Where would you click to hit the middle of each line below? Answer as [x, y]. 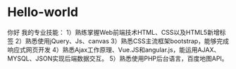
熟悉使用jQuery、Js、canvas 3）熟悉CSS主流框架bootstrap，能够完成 [127, 41]
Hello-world [43, 12]
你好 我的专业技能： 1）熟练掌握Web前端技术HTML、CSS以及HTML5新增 [113, 32]
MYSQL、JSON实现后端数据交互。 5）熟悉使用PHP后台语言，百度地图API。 [118, 58]
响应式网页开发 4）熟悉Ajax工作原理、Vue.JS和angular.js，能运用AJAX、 [114, 49]
